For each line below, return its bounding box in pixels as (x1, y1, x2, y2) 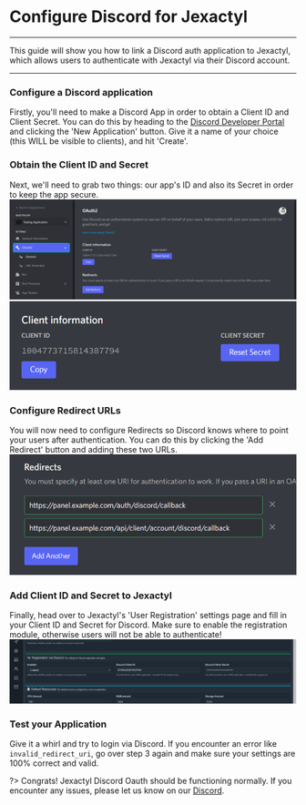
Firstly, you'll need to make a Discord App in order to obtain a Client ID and (9, 107, 290, 117)
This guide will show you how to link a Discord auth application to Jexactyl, (9, 45, 291, 56)
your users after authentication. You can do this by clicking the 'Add (9, 434, 264, 445)
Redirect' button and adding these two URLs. (9, 444, 178, 455)
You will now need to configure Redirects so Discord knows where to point (9, 425, 289, 436)
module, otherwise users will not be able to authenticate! (9, 629, 222, 640)
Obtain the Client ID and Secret (9, 158, 148, 171)
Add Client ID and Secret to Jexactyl (9, 589, 173, 602)
